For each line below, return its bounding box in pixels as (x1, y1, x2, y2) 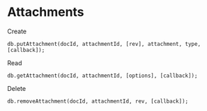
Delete (7, 84, 26, 92)
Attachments (7, 4, 85, 20)
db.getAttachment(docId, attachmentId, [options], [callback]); (7, 72, 198, 79)
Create (7, 27, 27, 35)
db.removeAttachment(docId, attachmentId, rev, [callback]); (7, 98, 189, 105)
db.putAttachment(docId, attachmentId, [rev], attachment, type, (7, 40, 201, 47)
